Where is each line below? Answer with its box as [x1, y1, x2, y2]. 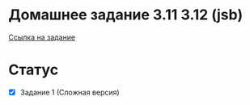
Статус [8, 61, 59, 79]
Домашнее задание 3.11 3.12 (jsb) [8, 6, 244, 24]
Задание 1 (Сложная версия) [19, 87, 120, 97]
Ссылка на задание [8, 32, 75, 42]
